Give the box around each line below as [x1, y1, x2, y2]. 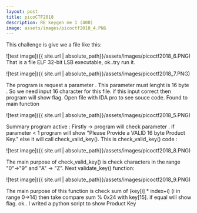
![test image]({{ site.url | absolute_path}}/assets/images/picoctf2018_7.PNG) [6, 70, 191, 77]
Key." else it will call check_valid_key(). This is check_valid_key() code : [6, 136, 178, 143]
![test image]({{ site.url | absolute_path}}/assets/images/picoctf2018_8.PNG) [6, 147, 191, 154]
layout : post [6, 8, 38, 15]
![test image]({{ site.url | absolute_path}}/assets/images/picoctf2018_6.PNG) [6, 52, 191, 59]
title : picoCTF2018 [6, 14, 54, 20]
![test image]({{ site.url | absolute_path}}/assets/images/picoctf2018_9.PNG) [6, 176, 191, 183]
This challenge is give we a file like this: [6, 41, 102, 48]
